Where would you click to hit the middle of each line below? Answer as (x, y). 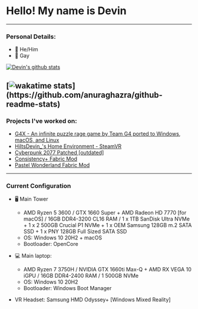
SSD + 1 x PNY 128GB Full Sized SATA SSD (75, 232)
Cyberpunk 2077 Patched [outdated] (59, 152)
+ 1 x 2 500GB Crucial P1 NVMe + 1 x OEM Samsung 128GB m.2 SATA (108, 225)
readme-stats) (33, 104)
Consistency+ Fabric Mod (46, 159)
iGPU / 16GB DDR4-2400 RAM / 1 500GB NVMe (81, 276)
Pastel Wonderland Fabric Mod (52, 165)
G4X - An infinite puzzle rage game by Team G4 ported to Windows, (98, 133)
